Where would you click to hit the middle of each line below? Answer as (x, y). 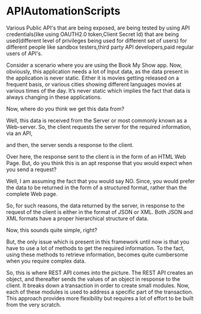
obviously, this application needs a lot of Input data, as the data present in (97, 71)
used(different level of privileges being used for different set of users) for (97, 40)
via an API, (19, 133)
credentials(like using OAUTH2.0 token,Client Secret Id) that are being (92, 34)
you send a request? (31, 169)
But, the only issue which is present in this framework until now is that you (98, 242)
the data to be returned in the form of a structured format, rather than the (97, 187)
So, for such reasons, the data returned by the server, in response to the (95, 206)
